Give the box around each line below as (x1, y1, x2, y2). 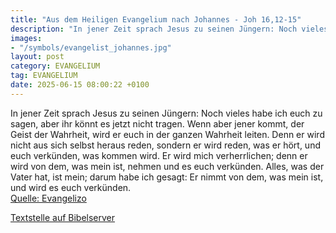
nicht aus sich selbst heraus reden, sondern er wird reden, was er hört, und (10, 139, 321, 151)
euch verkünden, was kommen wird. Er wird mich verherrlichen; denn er (10, 149, 308, 161)
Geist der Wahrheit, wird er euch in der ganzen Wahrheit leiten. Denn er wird (10, 128, 325, 140)
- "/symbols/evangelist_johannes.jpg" (10, 42, 172, 53)
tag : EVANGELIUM (10, 71, 78, 81)
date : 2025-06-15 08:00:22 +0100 (10, 80, 150, 90)
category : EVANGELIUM (10, 61, 101, 71)
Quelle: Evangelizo (10, 192, 87, 204)
